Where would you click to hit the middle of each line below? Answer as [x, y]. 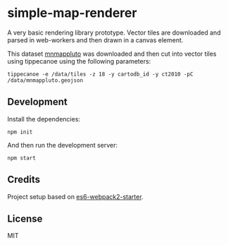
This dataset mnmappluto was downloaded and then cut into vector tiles [112, 54]
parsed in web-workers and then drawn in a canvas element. [95, 40]
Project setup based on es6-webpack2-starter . [75, 196]
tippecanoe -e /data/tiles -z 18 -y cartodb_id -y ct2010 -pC [100, 74]
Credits [24, 180]
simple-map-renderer [72, 13]
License [25, 219]
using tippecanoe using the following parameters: [79, 61]
